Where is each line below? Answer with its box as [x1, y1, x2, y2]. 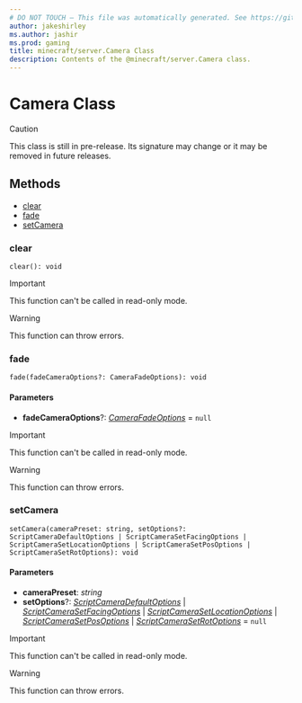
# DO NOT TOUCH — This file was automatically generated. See [9, 13, 247, 22]
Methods [9, 176, 61, 191]
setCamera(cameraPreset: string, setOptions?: [9, 524, 187, 533]
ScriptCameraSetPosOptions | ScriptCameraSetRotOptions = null [22, 616, 267, 627]
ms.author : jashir [9, 30, 78, 39]
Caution [9, 123, 39, 134]
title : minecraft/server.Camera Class [9, 47, 155, 56]
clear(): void [9, 263, 63, 271]
